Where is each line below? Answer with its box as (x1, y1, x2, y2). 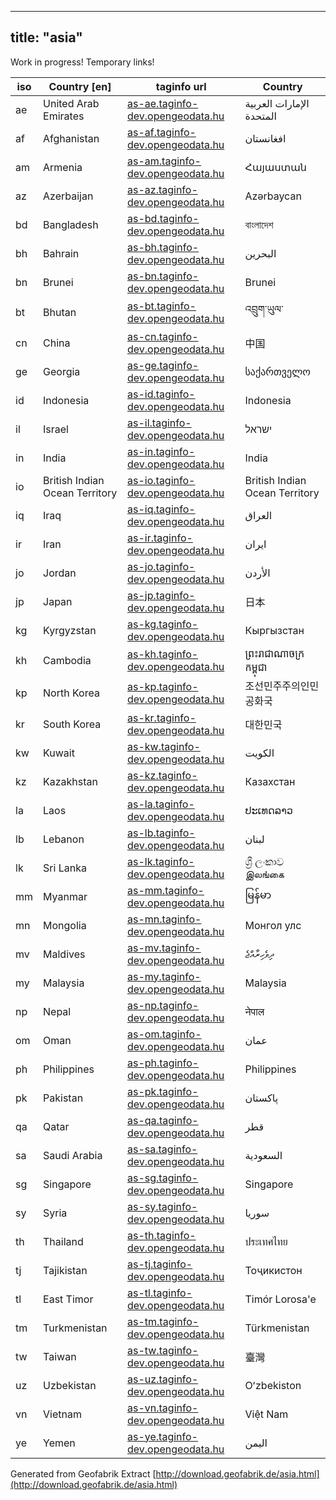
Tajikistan (43, 1263, 88, 1277)
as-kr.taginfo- (127, 711, 197, 725)
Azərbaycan (244, 189, 302, 203)
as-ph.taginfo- (127, 1056, 200, 1070)
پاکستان (244, 1091, 279, 1105)
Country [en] (48, 79, 112, 93)
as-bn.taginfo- (127, 269, 200, 283)
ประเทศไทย (244, 1234, 288, 1248)
